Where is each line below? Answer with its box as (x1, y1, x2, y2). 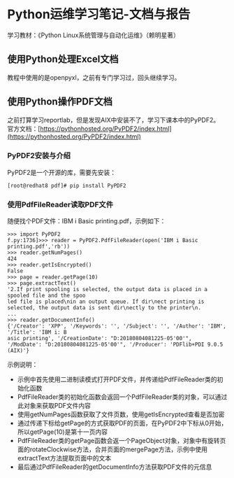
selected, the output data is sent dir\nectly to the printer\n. (7, 304, 201, 311)
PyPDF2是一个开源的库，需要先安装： (7, 168, 117, 176)
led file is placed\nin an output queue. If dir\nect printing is (7, 298, 205, 305)
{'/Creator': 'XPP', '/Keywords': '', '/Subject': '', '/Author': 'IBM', (7, 323, 227, 330)
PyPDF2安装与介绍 (7, 151, 71, 161)
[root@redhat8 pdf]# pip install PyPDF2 (7, 182, 127, 189)
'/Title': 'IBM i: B (7, 329, 68, 336)
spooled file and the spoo (7, 292, 86, 300)
